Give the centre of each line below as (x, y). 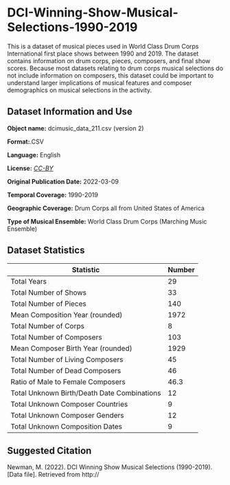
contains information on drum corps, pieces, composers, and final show (109, 60)
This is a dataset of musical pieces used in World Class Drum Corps (103, 46)
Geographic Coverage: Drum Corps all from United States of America (106, 208)
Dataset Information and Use (70, 112)
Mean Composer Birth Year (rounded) (71, 348)
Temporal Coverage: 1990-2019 (53, 194)
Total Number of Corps (47, 326)
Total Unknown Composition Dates (66, 426)
